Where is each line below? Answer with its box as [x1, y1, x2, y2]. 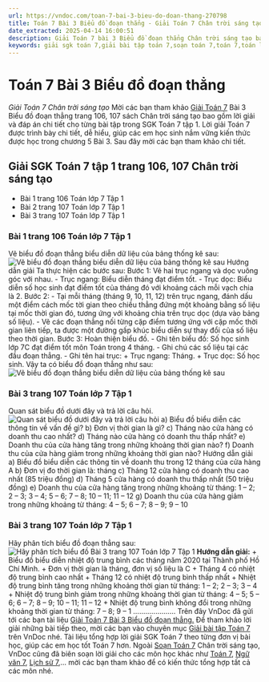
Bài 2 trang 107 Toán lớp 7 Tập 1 [19, 202, 125, 212]
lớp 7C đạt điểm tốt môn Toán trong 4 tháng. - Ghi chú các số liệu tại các [8, 342, 249, 353]
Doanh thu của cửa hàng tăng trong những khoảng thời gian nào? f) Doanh [8, 440, 255, 450]
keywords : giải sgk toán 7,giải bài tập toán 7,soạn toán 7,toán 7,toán [8, 42, 256, 50]
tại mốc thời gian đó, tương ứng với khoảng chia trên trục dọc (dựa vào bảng [8, 309, 260, 318]
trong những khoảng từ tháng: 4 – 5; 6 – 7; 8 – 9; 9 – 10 [8, 500, 188, 510]
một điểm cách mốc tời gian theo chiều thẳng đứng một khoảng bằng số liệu [8, 300, 260, 309]
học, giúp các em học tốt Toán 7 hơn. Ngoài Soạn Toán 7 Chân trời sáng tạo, [8, 640, 260, 650]
